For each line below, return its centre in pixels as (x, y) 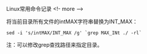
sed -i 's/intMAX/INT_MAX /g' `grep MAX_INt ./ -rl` (74, 33)
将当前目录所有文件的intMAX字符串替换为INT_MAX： (72, 22)
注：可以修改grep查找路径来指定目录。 (54, 45)
